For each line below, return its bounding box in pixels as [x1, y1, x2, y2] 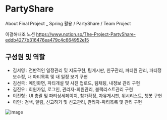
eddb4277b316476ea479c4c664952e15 [5, 36, 89, 43]
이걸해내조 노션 [5, 31, 35, 37]
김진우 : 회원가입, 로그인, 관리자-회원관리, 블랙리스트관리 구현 [12, 86, 133, 92]
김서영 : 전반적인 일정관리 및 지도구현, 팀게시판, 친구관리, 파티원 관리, [12, 67, 148, 73]
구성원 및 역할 [5, 53, 45, 61]
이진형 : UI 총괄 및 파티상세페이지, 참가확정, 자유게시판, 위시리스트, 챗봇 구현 [12, 92, 162, 99]
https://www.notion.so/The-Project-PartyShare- [36, 31, 136, 37]
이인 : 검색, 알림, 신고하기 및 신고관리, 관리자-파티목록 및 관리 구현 [12, 99, 142, 105]
